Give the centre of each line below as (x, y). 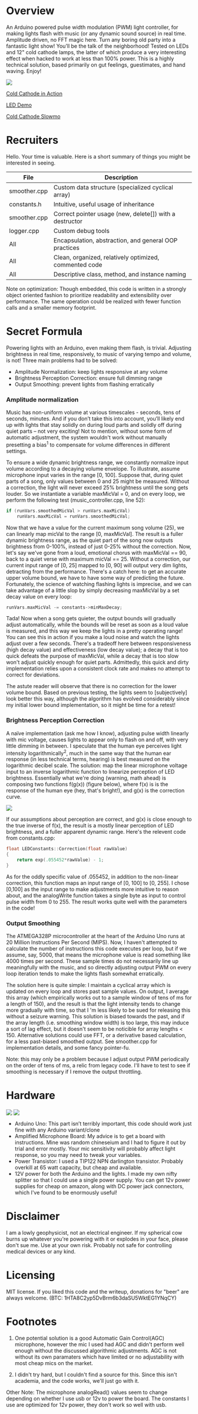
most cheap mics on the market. (54, 1363)
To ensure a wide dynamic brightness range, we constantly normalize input (97, 462)
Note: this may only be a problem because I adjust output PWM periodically (98, 1059)
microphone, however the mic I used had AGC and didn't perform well (99, 1344)
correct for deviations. (33, 675)
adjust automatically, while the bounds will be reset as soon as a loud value (97, 625)
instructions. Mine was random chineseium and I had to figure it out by (100, 1143)
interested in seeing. (31, 163)
